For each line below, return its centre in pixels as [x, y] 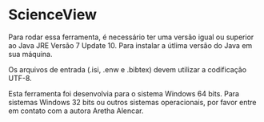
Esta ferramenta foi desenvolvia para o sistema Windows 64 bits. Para [124, 93]
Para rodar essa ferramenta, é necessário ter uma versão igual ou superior [131, 37]
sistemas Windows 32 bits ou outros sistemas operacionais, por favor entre [133, 102]
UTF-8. [20, 78]
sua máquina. [30, 54]
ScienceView [53, 15]
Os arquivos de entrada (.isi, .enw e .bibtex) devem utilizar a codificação [127, 69]
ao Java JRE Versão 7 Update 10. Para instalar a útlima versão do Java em [130, 45]
